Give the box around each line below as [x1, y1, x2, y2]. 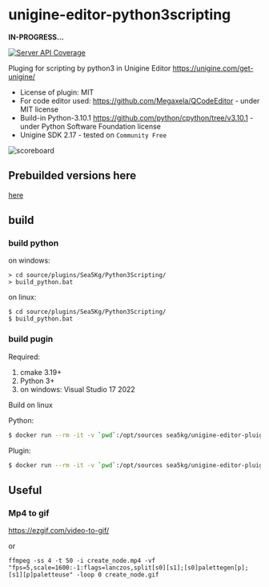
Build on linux [8, 400, 54, 410]
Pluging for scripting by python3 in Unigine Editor [8, 63, 171, 73]
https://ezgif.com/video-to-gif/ [8, 526, 110, 536]
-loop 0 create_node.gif [76, 571, 159, 579]
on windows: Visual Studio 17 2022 [19, 384, 136, 394]
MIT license [19, 104, 58, 114]
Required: [8, 352, 41, 361]
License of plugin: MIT [19, 87, 94, 97]
